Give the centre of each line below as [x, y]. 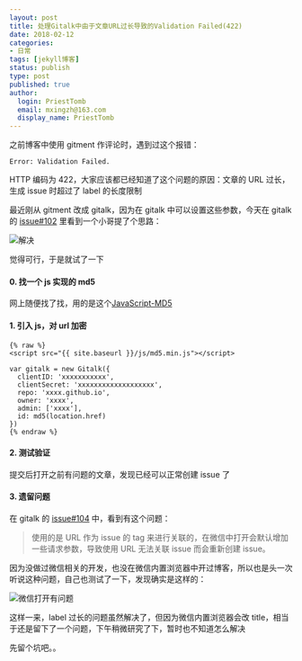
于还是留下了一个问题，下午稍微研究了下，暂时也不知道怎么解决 [127, 628]
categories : [31, 43]
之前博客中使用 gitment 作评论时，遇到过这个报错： [104, 145]
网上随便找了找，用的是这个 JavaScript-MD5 [91, 303]
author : [24, 93]
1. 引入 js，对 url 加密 [48, 326]
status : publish [40, 68]
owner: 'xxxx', [46, 400]
